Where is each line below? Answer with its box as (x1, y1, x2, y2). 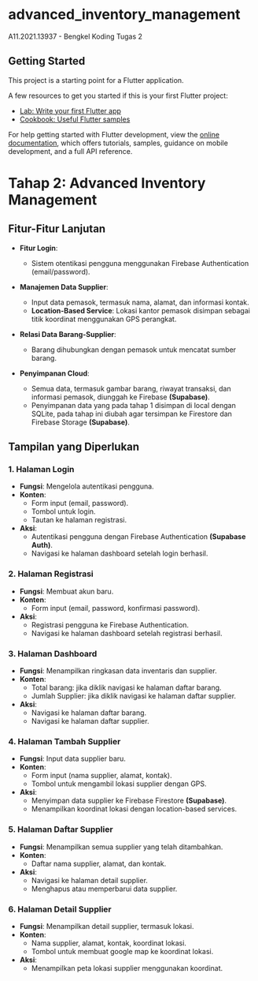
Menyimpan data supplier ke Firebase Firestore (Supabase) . (31, 796, 227, 806)
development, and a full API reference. (8, 146, 133, 155)
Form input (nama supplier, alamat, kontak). (31, 771, 173, 781)
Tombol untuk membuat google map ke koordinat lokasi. (31, 946, 214, 956)
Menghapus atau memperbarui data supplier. (31, 884, 178, 893)
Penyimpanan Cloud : (19, 369, 90, 378)
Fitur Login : (19, 243, 58, 253)
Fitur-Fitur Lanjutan (8, 223, 106, 236)
